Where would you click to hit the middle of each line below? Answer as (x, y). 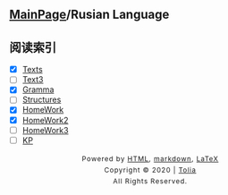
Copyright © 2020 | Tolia (150, 170)
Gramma (38, 89)
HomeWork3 (45, 130)
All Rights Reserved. (150, 181)
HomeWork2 (45, 120)
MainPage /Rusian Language (89, 15)
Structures (42, 100)
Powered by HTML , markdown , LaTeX (150, 159)
